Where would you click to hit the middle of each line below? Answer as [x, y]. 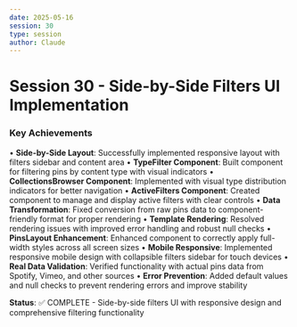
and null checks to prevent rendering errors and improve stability [128, 285]
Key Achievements [51, 133]
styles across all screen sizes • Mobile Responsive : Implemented [152, 247]
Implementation [69, 106]
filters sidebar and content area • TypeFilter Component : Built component [146, 162]
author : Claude [37, 42]
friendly [24, 218]
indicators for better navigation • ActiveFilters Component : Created [135, 190]
